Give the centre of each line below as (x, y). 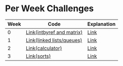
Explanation (101, 24)
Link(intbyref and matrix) (54, 32)
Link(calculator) (44, 48)
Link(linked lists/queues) (54, 40)
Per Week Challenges (50, 9)
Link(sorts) (39, 56)
